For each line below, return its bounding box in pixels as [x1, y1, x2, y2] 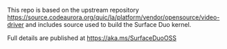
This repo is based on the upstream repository [7, 6, 140, 14]
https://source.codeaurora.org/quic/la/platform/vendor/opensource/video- [7, 13, 220, 21]
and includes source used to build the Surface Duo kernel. [25, 21, 192, 28]
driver [7, 21, 24, 28]
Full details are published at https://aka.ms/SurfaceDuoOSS [7, 34, 176, 42]
